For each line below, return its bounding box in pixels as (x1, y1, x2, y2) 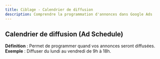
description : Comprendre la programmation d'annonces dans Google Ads (5, 12, 153, 17)
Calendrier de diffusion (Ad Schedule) (5, 30, 124, 38)
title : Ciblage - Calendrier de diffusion (5, 7, 93, 12)
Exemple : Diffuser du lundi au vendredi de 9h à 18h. (5, 48, 111, 54)
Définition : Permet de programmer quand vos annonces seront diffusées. (5, 43, 156, 49)
